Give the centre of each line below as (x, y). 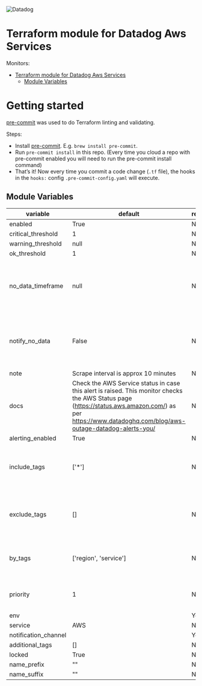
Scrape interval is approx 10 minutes (124, 373)
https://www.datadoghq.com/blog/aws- (129, 421)
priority (20, 594)
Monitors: (18, 63)
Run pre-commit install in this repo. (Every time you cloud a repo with (103, 152)
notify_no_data (30, 341)
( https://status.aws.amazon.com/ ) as (124, 405)
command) (28, 165)
